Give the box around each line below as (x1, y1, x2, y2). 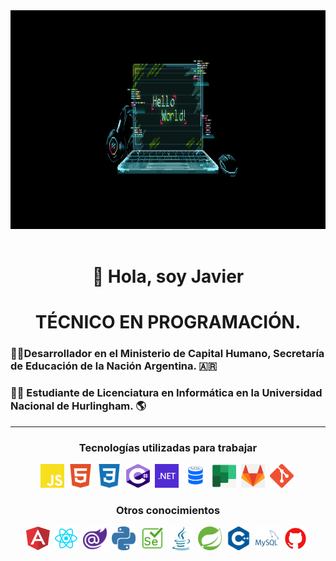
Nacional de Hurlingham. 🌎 (10, 399, 147, 413)
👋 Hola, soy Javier (91, 265, 245, 288)
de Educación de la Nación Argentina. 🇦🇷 (10, 359, 218, 373)
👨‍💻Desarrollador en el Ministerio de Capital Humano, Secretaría (10, 347, 325, 361)
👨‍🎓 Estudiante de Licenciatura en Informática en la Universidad (10, 386, 323, 400)
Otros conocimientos (115, 503, 221, 517)
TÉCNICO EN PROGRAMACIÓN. (34, 311, 302, 334)
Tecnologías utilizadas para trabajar (78, 440, 258, 454)
